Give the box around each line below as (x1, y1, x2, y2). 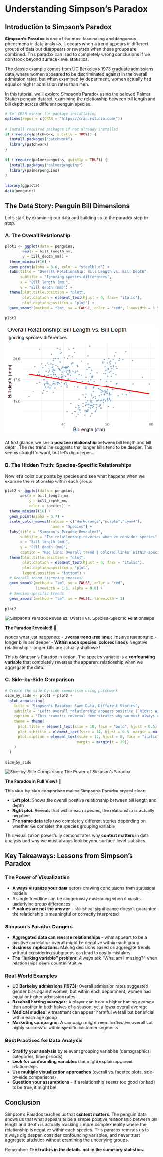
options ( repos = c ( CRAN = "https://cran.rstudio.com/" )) (5, 116, 123, 121)
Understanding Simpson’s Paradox (5, 3, 148, 15)
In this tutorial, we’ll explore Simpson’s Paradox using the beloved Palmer (5, 91, 151, 96)
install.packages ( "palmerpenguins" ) (9, 162, 83, 168)
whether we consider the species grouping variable (12, 823, 115, 829)
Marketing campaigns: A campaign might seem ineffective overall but (12, 1020, 153, 1025)
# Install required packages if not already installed (5, 127, 118, 132)
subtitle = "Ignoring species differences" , (20, 274, 112, 280)
